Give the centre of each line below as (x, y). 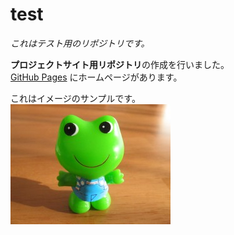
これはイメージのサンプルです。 (75, 98)
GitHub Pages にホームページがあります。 (96, 77)
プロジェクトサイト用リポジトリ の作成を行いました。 (120, 64)
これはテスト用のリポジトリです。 (80, 43)
